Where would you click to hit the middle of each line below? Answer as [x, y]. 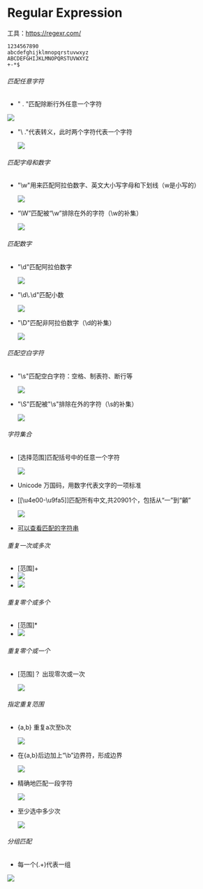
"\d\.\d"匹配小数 [40, 294]
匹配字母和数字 [29, 162]
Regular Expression [65, 13]
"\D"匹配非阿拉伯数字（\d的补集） [66, 322]
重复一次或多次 [29, 545]
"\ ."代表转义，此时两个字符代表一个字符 [75, 132]
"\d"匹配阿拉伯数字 [45, 266]
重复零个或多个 [29, 602]
